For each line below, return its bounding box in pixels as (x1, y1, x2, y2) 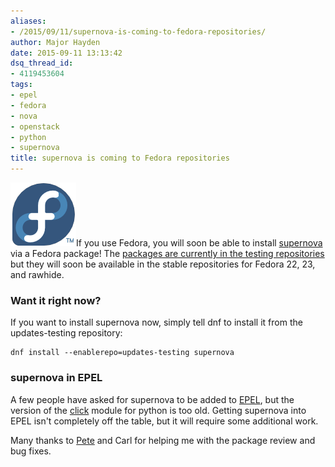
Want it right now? (10, 293, 102, 307)
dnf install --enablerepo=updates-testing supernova (10, 348, 235, 358)
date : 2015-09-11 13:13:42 (10, 48, 123, 58)
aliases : (10, 16, 47, 26)
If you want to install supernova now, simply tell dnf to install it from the (10, 316, 303, 329)
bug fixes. (10, 445, 52, 457)
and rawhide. (10, 269, 65, 280)
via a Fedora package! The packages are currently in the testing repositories (10, 248, 325, 259)
